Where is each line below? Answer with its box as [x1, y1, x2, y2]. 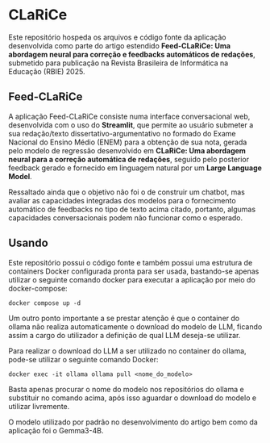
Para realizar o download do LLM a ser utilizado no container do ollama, [8, 345, 247, 356]
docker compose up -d [8, 299, 81, 307]
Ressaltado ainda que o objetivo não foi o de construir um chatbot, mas [8, 187, 246, 197]
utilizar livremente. [8, 401, 70, 411]
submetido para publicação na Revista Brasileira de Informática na [8, 58, 229, 68]
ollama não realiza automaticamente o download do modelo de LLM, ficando [8, 321, 263, 332]
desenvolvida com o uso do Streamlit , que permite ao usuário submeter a [8, 119, 254, 130]
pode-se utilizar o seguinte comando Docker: [8, 354, 159, 364]
